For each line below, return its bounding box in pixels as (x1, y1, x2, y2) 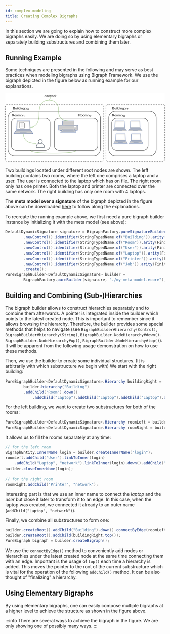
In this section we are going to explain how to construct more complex (5, 28, 152, 34)
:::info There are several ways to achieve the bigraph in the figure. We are (5, 617, 158, 623)
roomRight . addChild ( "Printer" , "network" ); (5, 482, 99, 487)
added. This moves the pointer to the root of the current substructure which (5, 563, 163, 569)
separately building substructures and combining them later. (5, 38, 131, 45)
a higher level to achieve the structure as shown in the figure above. (5, 608, 147, 614)
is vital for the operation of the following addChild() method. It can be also (5, 569, 160, 575)
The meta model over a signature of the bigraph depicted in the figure (5, 198, 153, 204)
